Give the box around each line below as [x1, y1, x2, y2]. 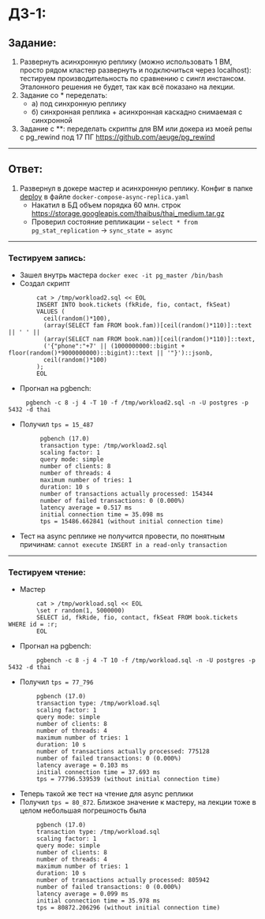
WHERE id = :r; [8, 620, 58, 629]
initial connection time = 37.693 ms [36, 768, 160, 776]
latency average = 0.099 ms [36, 890, 129, 899]
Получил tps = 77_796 [19, 677, 94, 686]
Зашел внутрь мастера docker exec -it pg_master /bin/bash [19, 270, 223, 280]
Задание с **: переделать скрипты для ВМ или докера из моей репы [19, 124, 252, 133]
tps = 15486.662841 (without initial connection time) [39, 518, 224, 526]
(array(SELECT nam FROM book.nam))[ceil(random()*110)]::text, [43, 336, 256, 344]
